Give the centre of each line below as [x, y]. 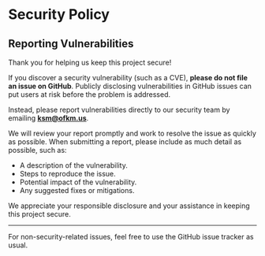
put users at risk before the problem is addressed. [90, 95]
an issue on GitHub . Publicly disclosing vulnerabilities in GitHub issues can [130, 86]
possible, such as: [37, 150]
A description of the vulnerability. [73, 165]
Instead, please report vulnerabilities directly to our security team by [119, 109]
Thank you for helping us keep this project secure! [90, 62]
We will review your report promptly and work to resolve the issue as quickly [132, 133]
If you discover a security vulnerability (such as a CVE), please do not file [128, 78]
